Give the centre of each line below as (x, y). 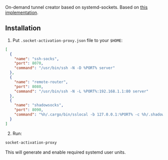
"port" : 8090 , (29, 110)
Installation (23, 28)
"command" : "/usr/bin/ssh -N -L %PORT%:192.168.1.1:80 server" (81, 91)
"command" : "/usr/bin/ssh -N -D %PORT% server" (64, 68)
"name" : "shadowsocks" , (39, 105)
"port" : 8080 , (29, 86)
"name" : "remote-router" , (41, 82)
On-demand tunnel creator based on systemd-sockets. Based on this (76, 7)
